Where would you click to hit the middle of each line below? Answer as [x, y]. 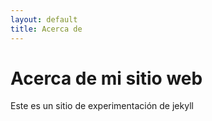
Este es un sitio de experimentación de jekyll [102, 106]
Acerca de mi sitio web [106, 78]
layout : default [44, 19]
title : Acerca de [46, 29]
